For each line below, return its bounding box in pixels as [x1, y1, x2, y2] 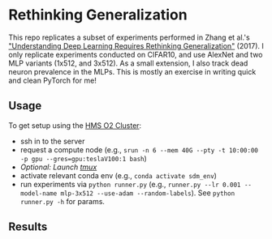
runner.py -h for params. [19, 196, 106, 206]
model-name [19, 189, 58, 198]
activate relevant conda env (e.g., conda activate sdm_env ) [19, 170, 218, 180]
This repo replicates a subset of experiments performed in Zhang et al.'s [8, 32, 250, 42]
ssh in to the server [19, 136, 85, 146]
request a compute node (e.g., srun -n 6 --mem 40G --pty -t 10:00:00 [19, 144, 258, 155]
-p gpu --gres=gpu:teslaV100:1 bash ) [19, 153, 148, 163]
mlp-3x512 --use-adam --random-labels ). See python [60, 188, 235, 198]
